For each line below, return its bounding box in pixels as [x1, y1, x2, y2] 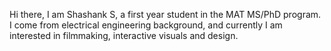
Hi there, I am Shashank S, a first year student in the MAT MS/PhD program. [9, 9, 322, 20]
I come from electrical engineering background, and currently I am [9, 19, 283, 31]
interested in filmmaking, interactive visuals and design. [9, 30, 239, 41]
